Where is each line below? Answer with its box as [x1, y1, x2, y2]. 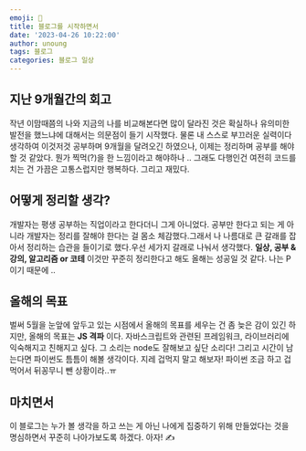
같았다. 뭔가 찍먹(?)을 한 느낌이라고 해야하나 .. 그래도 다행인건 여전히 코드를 [28, 152, 297, 163]
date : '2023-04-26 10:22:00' [9, 30, 121, 39]
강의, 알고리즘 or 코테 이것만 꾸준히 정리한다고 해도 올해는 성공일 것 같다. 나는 [9, 253, 285, 264]
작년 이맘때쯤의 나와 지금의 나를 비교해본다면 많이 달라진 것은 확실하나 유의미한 [9, 118, 290, 129]
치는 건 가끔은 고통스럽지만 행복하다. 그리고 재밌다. [9, 163, 190, 174]
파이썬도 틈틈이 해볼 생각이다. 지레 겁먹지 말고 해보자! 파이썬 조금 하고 [33, 353, 282, 365]
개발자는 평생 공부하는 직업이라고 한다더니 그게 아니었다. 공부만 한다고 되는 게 [9, 218, 285, 229]
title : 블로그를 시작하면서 [9, 22, 99, 31]
